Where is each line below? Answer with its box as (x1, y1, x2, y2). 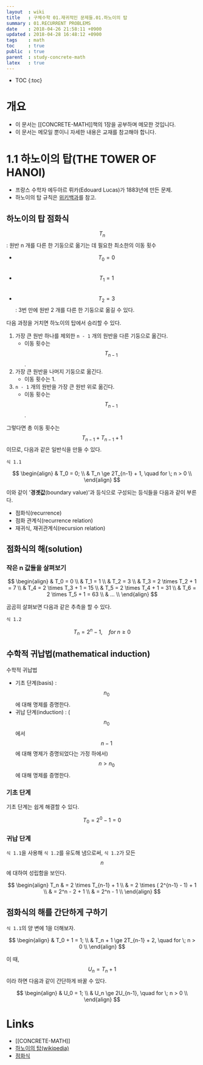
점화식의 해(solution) (6, 544, 83, 554)
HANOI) (6, 165, 46, 179)
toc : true (6, 43, 45, 49)
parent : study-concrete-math (6, 54, 86, 60)
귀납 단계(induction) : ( (15, 708, 71, 715)
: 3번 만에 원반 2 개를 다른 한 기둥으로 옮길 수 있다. (15, 307, 135, 314)
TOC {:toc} (15, 77, 43, 84)
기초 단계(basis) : (15, 679, 57, 686)
